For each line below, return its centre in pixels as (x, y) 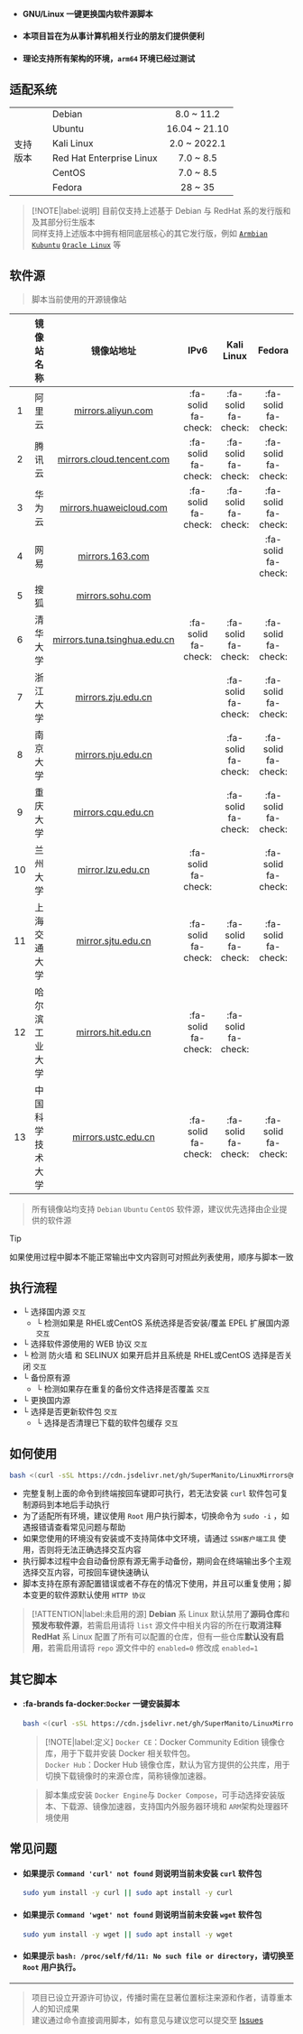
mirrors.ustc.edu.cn (113, 1137)
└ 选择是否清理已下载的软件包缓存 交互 (107, 1422)
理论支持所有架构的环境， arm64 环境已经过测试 (109, 58)
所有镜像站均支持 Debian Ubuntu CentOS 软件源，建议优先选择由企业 (155, 1208)
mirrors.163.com (114, 556)
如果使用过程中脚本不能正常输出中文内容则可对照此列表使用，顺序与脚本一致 (151, 1257)
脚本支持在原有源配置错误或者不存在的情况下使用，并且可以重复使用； (153, 1584)
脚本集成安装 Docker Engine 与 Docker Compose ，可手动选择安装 (161, 1795)
